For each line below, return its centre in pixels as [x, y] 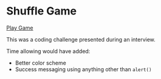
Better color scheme [41, 63]
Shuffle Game [42, 11]
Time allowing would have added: [48, 51]
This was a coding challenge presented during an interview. [81, 39]
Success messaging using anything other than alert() [83, 69]
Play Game [20, 28]
